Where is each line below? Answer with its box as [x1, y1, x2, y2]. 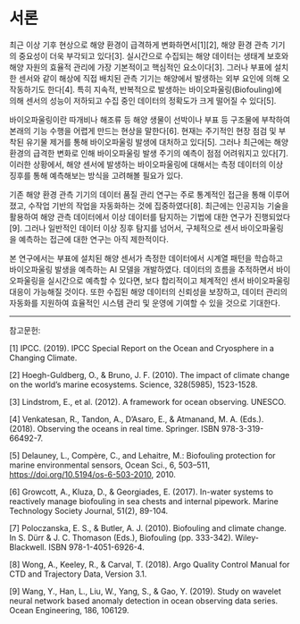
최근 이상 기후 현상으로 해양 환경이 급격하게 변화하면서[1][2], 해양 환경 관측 [9, 39, 270, 50]
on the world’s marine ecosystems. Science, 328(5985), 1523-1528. [9, 379, 258, 390]
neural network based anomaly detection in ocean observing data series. [9, 595, 279, 606]
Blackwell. [9, 542, 47, 552]
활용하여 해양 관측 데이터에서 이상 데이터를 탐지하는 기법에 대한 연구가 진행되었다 [9, 211, 291, 222]
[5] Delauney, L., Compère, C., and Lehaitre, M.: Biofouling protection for [9, 450, 276, 460]
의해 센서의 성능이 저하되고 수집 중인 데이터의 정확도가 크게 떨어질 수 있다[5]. [9, 95, 277, 105]
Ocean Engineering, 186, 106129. [9, 604, 129, 615]
